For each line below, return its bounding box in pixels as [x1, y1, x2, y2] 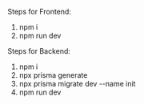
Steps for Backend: [7, 46, 71, 55]
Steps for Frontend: [7, 7, 71, 16]
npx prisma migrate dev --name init [18, 79, 136, 88]
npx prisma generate [18, 71, 88, 79]
